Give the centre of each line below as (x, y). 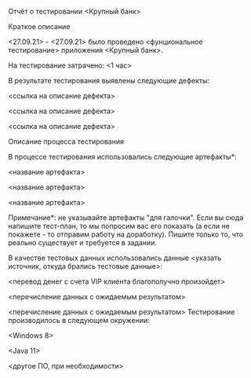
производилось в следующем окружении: (79, 320)
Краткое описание (39, 26)
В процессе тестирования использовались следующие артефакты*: (122, 157)
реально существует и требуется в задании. (82, 242)
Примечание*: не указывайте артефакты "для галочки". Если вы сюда (126, 218)
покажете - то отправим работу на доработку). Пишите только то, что (126, 234)
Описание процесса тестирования (66, 141)
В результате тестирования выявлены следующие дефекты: (109, 81)
